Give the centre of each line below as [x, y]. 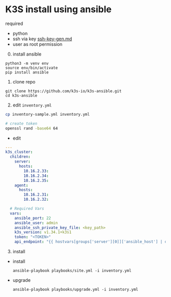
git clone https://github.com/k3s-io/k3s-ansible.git [64, 91]
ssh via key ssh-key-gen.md [42, 39]
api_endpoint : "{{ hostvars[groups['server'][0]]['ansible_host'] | [89, 242]
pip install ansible [27, 72]
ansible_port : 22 [33, 218]
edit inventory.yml [32, 105]
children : [20, 157]
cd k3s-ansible [21, 95]
